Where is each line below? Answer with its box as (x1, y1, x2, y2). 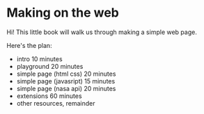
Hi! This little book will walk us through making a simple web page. (6, 28, 198, 36)
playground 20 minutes (16, 62, 84, 70)
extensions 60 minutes (16, 92, 82, 100)
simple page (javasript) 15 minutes (16, 76, 116, 85)
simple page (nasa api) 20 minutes (16, 84, 116, 92)
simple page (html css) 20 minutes (16, 70, 116, 78)
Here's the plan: (6, 41, 53, 49)
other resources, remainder (16, 99, 95, 107)
